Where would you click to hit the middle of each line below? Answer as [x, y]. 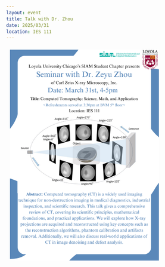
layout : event [24, 13]
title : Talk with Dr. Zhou [40, 19]
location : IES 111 [29, 32]
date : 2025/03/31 [28, 25]
